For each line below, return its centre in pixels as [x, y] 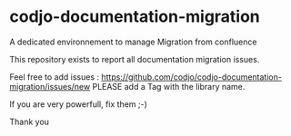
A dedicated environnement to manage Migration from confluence [133, 42]
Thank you [30, 121]
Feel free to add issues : [55, 77]
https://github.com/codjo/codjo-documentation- [191, 77]
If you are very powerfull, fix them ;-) [79, 104]
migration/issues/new [50, 86]
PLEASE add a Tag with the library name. [169, 86]
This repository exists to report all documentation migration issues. [135, 59]
